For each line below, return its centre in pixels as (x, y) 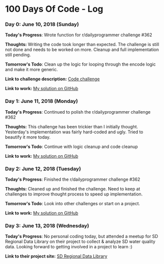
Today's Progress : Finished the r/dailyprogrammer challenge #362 (73, 179)
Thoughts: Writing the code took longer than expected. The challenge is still (82, 45)
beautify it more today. (28, 137)
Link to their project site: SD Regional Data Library (56, 256)
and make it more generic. (31, 70)
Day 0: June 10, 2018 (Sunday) (42, 24)
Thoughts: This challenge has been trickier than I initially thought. (72, 126)
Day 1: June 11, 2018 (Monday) (42, 101)
